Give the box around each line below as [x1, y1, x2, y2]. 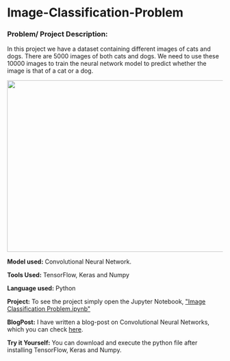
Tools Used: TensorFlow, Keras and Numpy [7, 271, 130, 279]
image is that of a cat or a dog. [7, 67, 94, 75]
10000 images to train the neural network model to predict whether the [7, 60, 207, 68]
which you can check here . [7, 325, 84, 334]
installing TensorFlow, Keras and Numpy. [7, 346, 122, 354]
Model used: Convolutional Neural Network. [7, 257, 132, 266]
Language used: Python [7, 284, 76, 292]
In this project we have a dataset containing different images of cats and [7, 45, 211, 53]
